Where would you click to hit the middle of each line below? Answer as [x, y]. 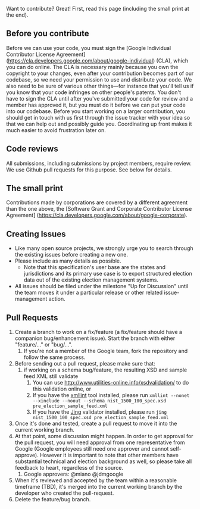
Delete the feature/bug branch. [53, 499]
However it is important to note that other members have [109, 455]
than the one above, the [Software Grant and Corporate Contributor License [99, 209]
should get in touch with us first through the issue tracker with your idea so [98, 117]
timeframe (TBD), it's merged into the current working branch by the [99, 487]
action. [57, 299]
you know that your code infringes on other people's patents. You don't [94, 92]
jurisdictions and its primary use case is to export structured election [108, 274]
